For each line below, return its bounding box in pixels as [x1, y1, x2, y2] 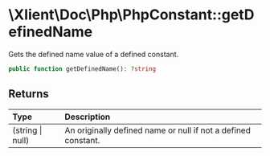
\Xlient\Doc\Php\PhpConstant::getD [8, 6, 255, 24]
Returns [8, 87, 50, 101]
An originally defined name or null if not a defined [64, 125, 251, 136]
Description [64, 111, 111, 122]
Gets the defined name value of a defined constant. [8, 49, 179, 59]
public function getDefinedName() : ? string [8, 64, 157, 73]
